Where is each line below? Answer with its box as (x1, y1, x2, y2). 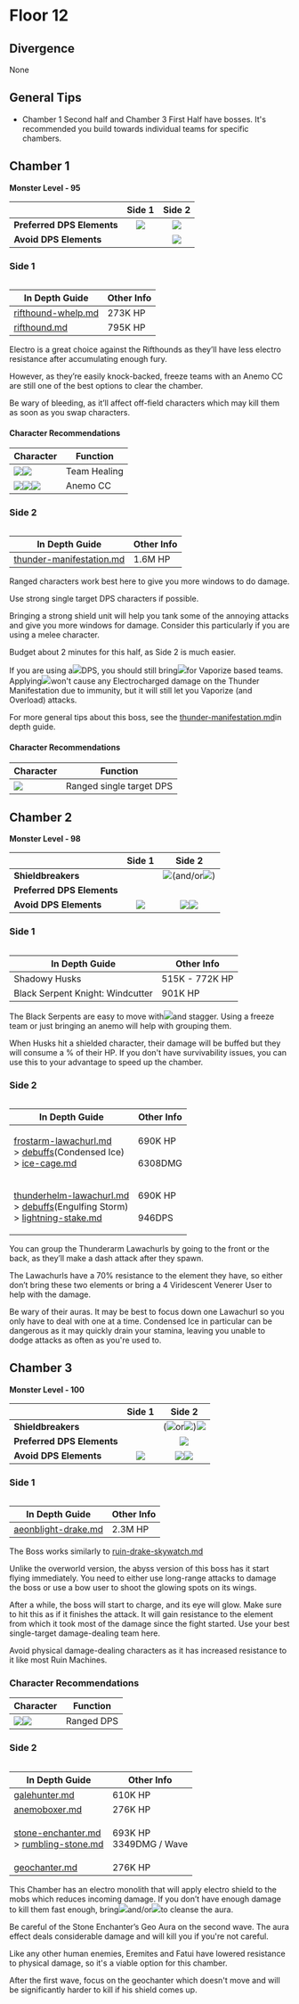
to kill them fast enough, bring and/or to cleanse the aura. (9, 1904, 234, 1915)
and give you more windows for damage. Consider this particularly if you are (9, 620, 290, 631)
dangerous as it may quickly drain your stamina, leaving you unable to (9, 1326, 265, 1336)
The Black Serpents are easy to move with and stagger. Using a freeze (9, 1011, 274, 1022)
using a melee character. (9, 629, 101, 640)
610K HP (112, 1788, 151, 1801)
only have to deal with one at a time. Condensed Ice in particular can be (9, 1316, 273, 1326)
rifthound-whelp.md (13, 307, 100, 319)
